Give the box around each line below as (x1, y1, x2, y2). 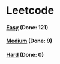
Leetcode (6, 4, 55, 17)
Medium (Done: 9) (6, 37, 53, 45)
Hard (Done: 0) (6, 51, 44, 58)
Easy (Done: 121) (6, 23, 49, 31)
